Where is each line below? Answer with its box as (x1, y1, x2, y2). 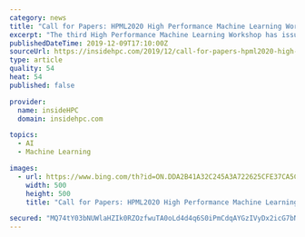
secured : (9, 214, 43, 223)
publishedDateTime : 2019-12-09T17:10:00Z (9, 38, 169, 48)
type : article (9, 55, 64, 64)
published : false (9, 81, 75, 90)
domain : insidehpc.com (17, 114, 103, 123)
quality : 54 (9, 64, 54, 74)
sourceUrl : (9, 47, 51, 56)
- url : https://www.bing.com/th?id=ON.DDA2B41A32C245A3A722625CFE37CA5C (17, 172, 299, 182)
